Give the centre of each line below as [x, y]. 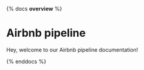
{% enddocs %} [26, 61]
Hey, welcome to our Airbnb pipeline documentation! [72, 49]
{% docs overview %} [34, 9]
